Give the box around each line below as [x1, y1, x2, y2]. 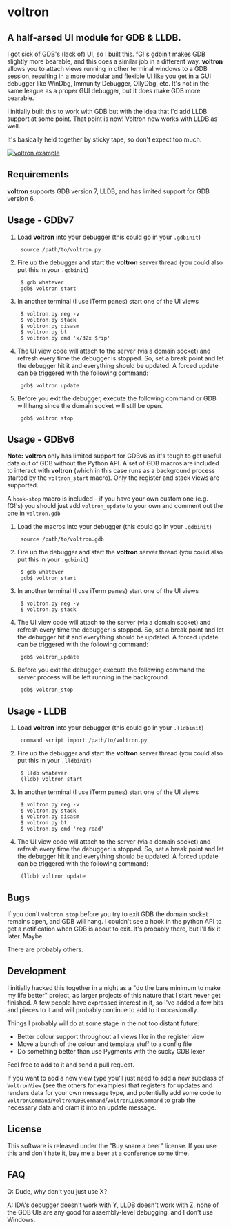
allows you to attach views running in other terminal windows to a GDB [7, 65, 208, 72]
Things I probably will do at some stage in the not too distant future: [7, 1019, 200, 1027]
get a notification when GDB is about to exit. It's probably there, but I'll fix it [7, 925, 221, 933]
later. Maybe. [7, 932, 45, 940]
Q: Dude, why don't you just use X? [7, 1187, 108, 1195]
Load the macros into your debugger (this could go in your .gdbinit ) [17, 523, 212, 531]
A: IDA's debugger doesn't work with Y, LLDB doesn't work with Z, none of [7, 1201, 219, 1209]
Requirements [7, 168, 69, 180]
